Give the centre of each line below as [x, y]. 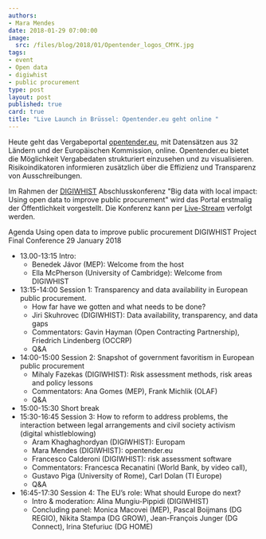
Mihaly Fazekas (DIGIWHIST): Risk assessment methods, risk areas [142, 374]
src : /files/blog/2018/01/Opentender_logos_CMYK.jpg [105, 45]
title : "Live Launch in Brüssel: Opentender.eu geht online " [113, 119]
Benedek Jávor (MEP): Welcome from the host [108, 264]
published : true [35, 104]
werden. [22, 217]
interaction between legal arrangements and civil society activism [127, 425]
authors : [23, 16]
